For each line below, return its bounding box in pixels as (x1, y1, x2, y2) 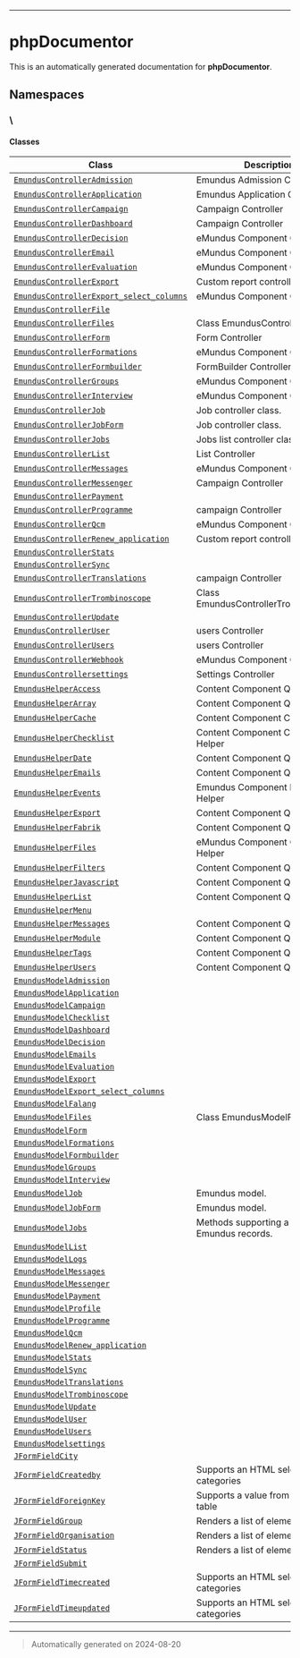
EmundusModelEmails (13, 1050, 96, 1060)
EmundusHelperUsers (13, 963, 96, 973)
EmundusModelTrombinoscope (13, 1390, 129, 1400)
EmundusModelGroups (13, 1162, 96, 1173)
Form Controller (196, 332, 262, 344)
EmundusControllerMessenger (13, 478, 133, 489)
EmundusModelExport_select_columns (13, 1086, 165, 1097)
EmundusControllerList (13, 449, 110, 459)
